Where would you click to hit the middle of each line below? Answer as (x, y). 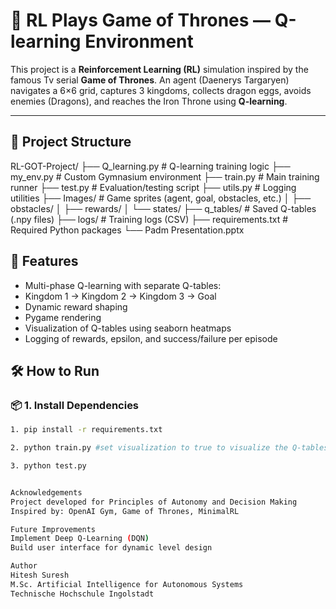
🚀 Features (44, 261)
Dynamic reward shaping (76, 306)
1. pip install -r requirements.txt (86, 430)
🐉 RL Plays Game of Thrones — (141, 20)
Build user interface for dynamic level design (111, 548)
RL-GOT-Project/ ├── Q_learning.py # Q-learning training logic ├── (150, 166)
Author (24, 566)
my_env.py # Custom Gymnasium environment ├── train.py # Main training (165, 176)
